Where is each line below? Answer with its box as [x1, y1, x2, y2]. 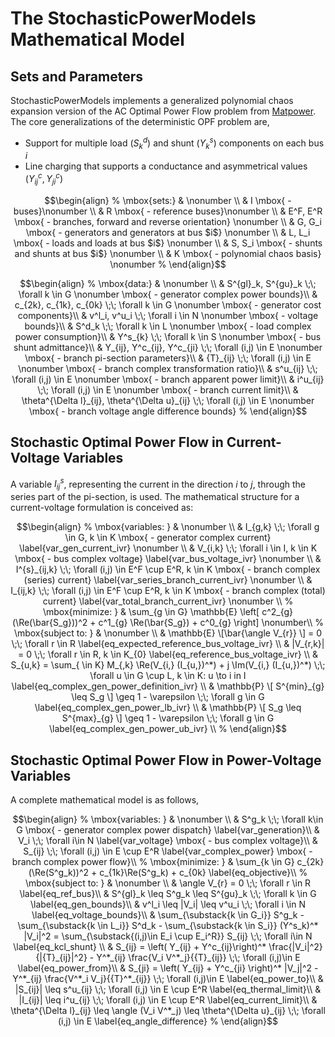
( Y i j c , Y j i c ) [24, 171, 64, 187]
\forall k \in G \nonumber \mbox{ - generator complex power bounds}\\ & [18, 288, 318, 300]
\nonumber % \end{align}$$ [109, 258, 227, 270]
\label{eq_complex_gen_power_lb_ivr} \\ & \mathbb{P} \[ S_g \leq [34, 702, 302, 714]
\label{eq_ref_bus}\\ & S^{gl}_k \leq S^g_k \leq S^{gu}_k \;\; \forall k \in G [19, 887, 317, 899]
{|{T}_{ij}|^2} [35, 951, 88, 963]
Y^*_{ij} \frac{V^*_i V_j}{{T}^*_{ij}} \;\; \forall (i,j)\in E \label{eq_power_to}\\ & [12, 972, 324, 984]
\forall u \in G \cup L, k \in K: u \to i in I [89, 670, 247, 682]
